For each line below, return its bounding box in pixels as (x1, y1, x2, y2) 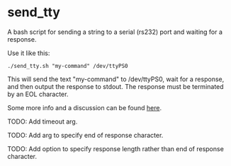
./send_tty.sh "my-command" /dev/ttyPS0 (7, 62, 129, 69)
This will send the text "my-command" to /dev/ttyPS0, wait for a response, (7, 75, 225, 83)
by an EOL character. (7, 90, 69, 98)
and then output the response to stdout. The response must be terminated (7, 82, 225, 90)
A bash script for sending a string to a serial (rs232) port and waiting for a (7, 28, 223, 36)
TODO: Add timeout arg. (7, 117, 78, 126)
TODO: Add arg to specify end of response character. (7, 131, 164, 139)
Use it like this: (7, 49, 50, 57)
